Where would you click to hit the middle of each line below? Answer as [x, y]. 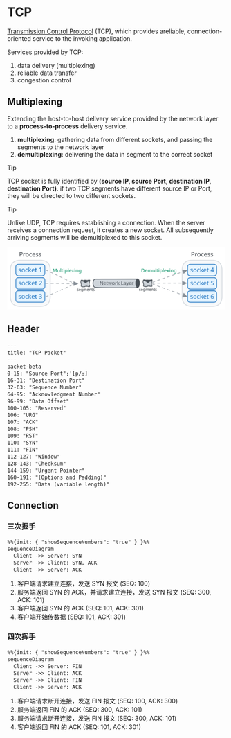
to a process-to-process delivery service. [67, 126]
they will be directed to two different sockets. [72, 195]
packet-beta [24, 367]
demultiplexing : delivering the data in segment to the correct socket [115, 154]
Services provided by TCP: [45, 52]
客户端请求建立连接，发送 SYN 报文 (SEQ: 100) [84, 583]
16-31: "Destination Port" [46, 380]
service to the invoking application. [82, 38]
